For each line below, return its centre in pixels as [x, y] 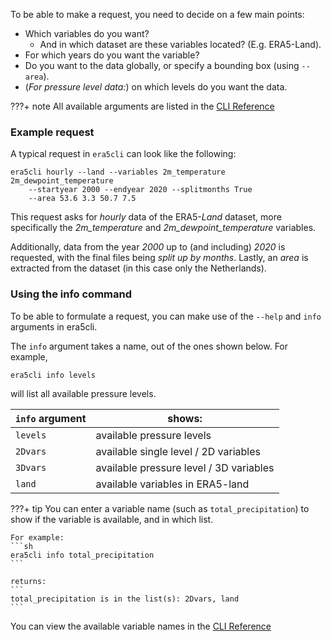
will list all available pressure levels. [83, 393]
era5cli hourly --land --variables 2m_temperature [118, 172]
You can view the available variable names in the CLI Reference [141, 626]
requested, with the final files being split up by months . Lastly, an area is [159, 258]
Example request [52, 132]
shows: [185, 418]
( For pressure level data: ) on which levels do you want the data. [156, 87]
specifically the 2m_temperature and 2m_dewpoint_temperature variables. [163, 228]
